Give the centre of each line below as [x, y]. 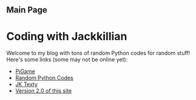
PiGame [25, 71]
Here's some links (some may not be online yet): [67, 60]
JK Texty [26, 84]
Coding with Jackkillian [67, 36]
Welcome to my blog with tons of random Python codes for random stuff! [98, 53]
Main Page [27, 10]
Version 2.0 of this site [43, 91]
